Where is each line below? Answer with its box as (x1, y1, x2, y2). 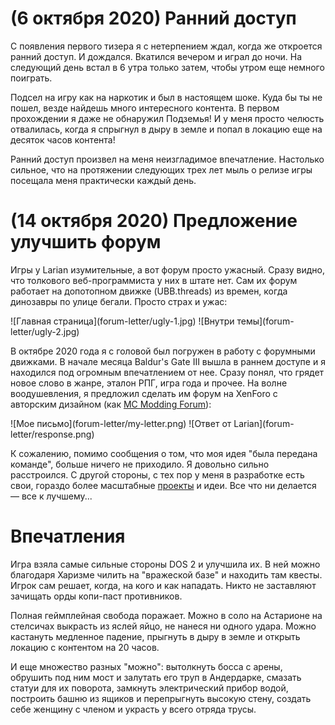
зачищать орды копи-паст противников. (10, 590, 183, 602)
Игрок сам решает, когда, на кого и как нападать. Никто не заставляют (10, 579, 317, 591)
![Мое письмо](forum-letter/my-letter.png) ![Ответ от (10, 417, 232, 429)
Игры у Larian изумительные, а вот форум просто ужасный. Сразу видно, (10, 263, 325, 276)
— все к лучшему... (10, 490, 93, 502)
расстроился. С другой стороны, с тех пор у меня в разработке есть (10, 468, 305, 481)
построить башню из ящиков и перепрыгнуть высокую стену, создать (10, 692, 312, 704)
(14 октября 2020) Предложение (10, 210, 298, 232)
